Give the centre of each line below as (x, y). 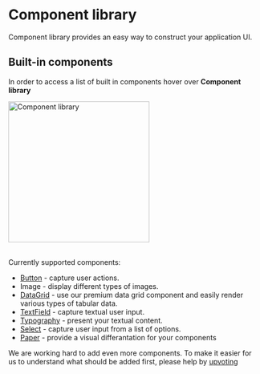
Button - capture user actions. (69, 278)
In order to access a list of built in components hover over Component (125, 81)
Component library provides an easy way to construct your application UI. (130, 37)
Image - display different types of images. (89, 286)
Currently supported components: (65, 262)
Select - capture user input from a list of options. (100, 329)
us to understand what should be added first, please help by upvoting (123, 361)
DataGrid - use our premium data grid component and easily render (131, 295)
